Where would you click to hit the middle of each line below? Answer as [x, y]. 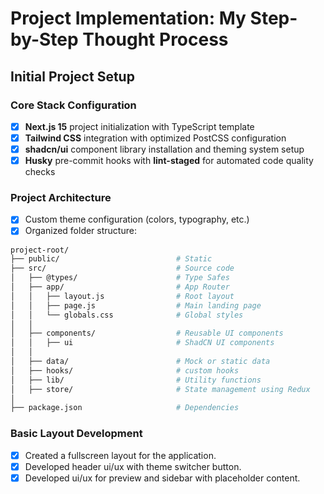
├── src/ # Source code [122, 268]
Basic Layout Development [76, 434]
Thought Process [155, 39]
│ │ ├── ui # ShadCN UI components [142, 343]
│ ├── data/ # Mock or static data [140, 362]
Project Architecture [61, 198]
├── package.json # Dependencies [125, 408]
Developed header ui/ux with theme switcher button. [133, 466]
